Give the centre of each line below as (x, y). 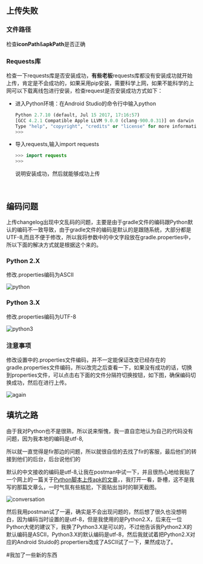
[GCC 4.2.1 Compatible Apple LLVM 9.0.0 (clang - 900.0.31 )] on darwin (105, 121)
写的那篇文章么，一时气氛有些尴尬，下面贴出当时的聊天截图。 (83, 487)
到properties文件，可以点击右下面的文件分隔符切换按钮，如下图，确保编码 (98, 375)
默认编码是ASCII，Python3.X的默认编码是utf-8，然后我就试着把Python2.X (98, 534)
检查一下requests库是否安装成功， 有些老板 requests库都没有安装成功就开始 (99, 75)
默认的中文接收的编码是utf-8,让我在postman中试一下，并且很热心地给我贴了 (101, 472)
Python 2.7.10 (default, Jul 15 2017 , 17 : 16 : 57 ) (77, 115)
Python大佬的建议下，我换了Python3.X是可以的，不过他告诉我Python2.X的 (99, 526)
